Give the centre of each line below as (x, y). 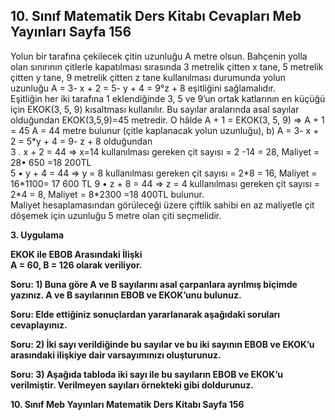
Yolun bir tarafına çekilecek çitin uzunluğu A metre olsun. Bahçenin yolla (159, 56)
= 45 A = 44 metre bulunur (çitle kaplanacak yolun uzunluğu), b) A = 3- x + (165, 130)
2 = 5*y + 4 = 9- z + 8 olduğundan (81, 141)
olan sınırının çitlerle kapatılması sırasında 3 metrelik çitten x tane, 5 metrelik (167, 66)
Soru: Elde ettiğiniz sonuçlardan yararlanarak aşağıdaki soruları (145, 314)
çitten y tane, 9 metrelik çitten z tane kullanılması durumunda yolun (148, 77)
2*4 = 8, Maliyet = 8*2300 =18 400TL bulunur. (107, 194)
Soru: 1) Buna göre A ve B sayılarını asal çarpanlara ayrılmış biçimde (154, 284)
